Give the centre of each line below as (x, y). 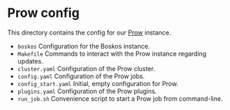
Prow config (43, 13)
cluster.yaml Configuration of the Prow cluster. (86, 68)
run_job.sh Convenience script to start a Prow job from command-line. (120, 98)
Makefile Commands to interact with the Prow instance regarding (112, 54)
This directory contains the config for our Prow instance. (89, 32)
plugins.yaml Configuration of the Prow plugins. (87, 91)
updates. (30, 61)
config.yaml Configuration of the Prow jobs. (81, 76)
